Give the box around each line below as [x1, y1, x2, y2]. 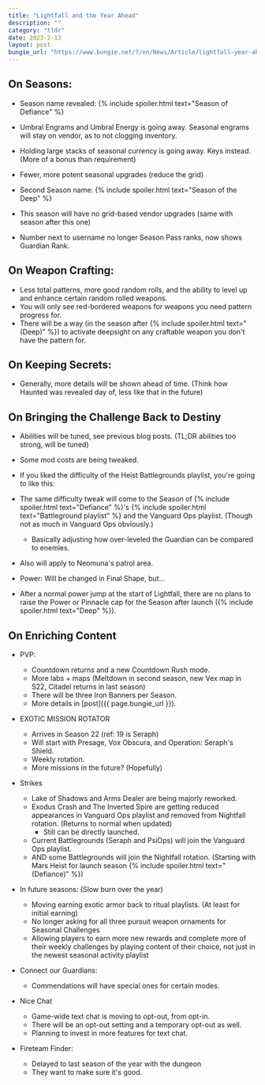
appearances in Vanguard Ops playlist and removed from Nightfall [31, 811, 246, 820]
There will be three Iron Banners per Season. [31, 690, 177, 700]
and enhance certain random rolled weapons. [19, 293, 168, 303]
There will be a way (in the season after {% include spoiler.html [19, 318, 225, 328]
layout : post [8, 41, 51, 49]
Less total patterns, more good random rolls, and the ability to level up [19, 285, 248, 294]
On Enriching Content [8, 629, 117, 642]
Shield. [31, 747, 54, 756]
